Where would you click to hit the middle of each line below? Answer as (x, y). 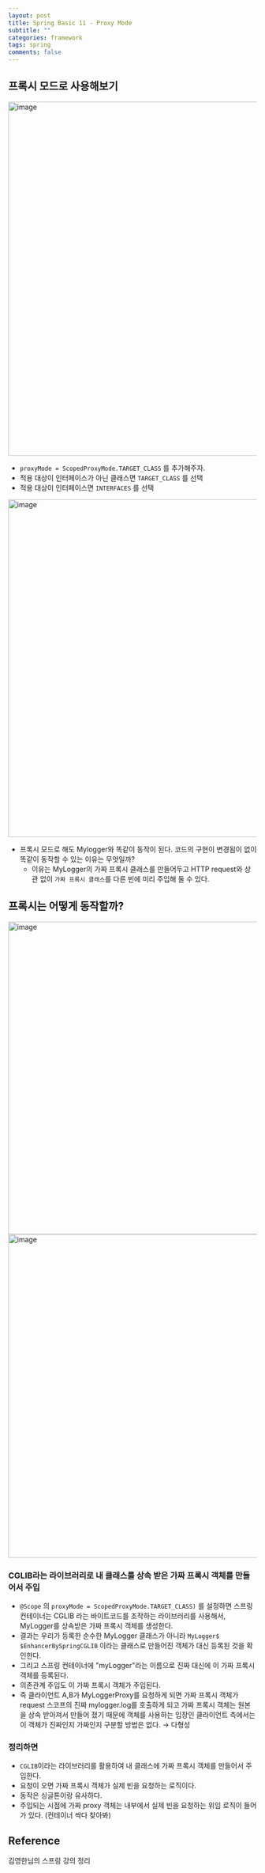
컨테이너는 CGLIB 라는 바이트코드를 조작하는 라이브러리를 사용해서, (123, 1616)
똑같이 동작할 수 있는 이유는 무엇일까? (77, 859)
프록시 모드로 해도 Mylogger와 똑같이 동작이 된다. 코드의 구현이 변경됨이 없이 (138, 849)
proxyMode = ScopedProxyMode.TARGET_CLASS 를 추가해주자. (112, 468)
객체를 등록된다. (44, 1675)
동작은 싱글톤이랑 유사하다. (61, 1795)
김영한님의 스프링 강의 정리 (49, 1861)
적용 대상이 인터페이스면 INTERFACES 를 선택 (87, 487)
